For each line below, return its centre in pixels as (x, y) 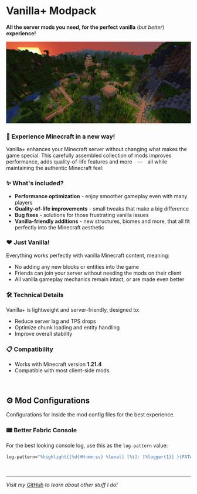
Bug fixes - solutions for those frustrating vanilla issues (81, 215)
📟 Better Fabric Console (42, 430)
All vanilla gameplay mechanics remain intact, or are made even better (99, 279)
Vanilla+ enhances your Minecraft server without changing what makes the (97, 149)
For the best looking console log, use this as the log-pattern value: (87, 445)
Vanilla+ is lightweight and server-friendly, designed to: (73, 310)
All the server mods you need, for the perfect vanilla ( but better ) (85, 27)
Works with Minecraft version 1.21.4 (58, 364)
